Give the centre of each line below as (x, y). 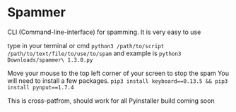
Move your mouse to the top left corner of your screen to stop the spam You (118, 73)
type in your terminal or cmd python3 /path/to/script (86, 45)
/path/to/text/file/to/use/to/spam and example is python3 (94, 53)
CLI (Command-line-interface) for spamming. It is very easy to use (104, 32)
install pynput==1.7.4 (41, 87)
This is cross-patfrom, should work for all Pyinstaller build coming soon (111, 101)
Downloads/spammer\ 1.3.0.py (50, 60)
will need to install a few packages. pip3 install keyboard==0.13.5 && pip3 (118, 80)
